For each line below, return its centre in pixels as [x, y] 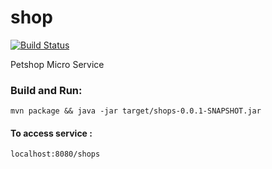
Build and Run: [46, 90]
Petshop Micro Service [57, 64]
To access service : [51, 133]
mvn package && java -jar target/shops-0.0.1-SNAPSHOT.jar [136, 111]
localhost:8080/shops [55, 154]
